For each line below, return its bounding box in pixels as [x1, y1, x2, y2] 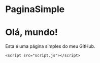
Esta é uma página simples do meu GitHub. [5, 43, 95, 49]
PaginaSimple [5, 4, 65, 15]
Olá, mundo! [5, 27, 58, 38]
